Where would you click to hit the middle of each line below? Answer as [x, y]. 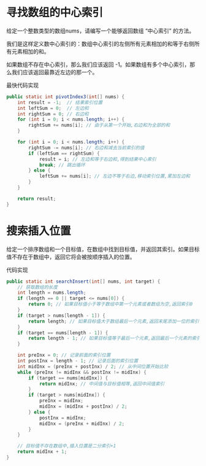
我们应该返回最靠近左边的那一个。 [55, 72]
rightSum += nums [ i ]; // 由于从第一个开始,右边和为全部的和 [99, 125]
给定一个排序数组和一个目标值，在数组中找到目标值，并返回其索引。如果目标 [103, 249]
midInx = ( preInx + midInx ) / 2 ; [82, 424]
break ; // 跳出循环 [62, 165]
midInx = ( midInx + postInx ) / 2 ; [83, 407]
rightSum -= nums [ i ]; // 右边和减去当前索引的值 [86, 148]
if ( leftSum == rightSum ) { [64, 153]
